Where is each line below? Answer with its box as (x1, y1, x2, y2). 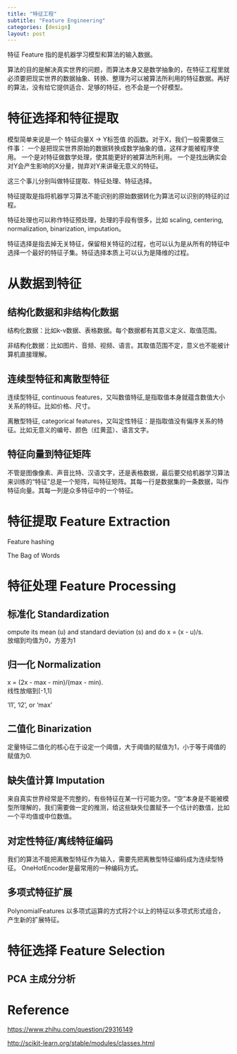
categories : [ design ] (7, 23, 71, 30)
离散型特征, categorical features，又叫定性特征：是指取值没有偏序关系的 (7, 417, 218, 425)
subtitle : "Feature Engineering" (7, 17, 106, 24)
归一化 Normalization (7, 659, 101, 671)
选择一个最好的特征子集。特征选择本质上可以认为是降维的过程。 (7, 248, 193, 257)
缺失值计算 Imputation (7, 774, 105, 786)
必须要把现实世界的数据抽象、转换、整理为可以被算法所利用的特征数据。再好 (7, 74, 230, 83)
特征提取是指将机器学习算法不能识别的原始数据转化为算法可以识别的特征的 (7, 192, 224, 200)
